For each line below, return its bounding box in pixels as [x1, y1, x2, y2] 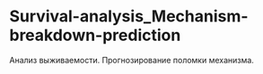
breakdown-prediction [9, 25, 181, 45]
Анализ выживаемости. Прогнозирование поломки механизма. [9, 54, 254, 65]
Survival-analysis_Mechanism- [9, 6, 249, 27]
